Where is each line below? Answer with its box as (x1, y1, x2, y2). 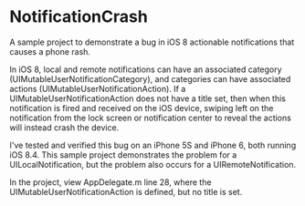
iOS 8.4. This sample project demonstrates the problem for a (9, 149, 237, 160)
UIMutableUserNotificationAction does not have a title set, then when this (9, 93, 286, 104)
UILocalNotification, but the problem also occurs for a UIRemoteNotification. (9, 159, 297, 170)
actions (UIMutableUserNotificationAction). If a (9, 83, 186, 94)
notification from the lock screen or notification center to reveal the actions (9, 112, 292, 123)
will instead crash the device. (9, 121, 120, 133)
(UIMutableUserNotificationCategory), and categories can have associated (9, 73, 291, 84)
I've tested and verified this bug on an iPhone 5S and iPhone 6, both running (9, 139, 297, 150)
